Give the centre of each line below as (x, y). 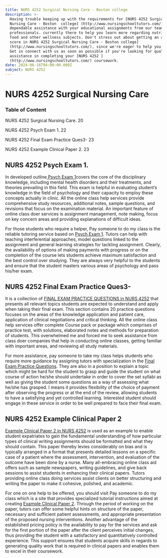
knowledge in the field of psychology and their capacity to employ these (79, 193)
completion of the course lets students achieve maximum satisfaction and (81, 255)
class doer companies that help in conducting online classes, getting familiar (83, 341)
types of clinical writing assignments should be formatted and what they (79, 441)
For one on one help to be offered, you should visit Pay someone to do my (81, 493)
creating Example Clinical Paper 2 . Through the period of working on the (79, 503)
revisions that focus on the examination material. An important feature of (79, 209)
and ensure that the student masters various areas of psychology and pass (82, 266)
